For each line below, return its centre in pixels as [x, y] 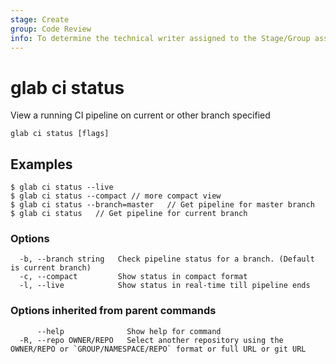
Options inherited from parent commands [113, 311]
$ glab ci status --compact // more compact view [116, 196]
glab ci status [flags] [60, 134]
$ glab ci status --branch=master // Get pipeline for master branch [162, 205]
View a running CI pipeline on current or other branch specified [140, 115]
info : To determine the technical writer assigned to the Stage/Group [160, 38]
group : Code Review [51, 29]
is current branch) [51, 268]
